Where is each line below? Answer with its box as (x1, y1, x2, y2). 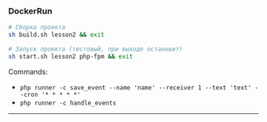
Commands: (8, 67, 48, 76)
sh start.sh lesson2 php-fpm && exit (8, 52, 133, 60)
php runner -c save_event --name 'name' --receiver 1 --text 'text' (19, 83, 252, 92)
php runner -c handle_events (19, 99, 117, 107)
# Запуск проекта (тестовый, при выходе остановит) (8, 45, 183, 53)
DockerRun (8, 6, 53, 17)
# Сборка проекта (8, 24, 66, 32)
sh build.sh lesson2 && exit (8, 31, 105, 39)
